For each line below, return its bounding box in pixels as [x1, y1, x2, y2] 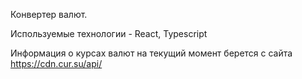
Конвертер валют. [10, 9, 88, 20]
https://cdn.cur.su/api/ [10, 58, 103, 69]
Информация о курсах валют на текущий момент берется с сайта [10, 47, 293, 59]
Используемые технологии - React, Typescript [10, 28, 208, 39]
